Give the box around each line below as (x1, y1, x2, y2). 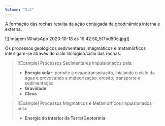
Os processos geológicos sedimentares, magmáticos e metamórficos (5, 45, 146, 51)
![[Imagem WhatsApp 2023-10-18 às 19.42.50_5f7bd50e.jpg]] (5, 36, 130, 42)
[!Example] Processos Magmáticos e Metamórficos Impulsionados (17, 100, 152, 106)
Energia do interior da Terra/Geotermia (24, 115, 106, 121)
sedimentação (24, 80, 54, 86)
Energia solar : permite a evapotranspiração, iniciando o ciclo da (24, 70, 155, 76)
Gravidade (24, 85, 47, 91)
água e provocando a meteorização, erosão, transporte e (24, 75, 140, 81)
